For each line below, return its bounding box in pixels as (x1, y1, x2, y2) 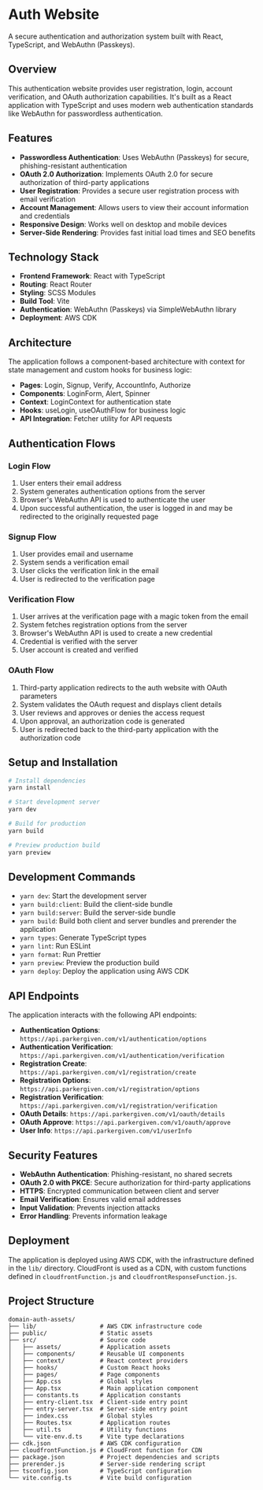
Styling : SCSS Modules (19, 288, 96, 298)
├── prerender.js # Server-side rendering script (8, 1460, 206, 1468)
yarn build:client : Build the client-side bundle (19, 900, 173, 909)
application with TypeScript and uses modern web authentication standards (8, 100, 254, 109)
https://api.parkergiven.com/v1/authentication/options (19, 1035, 207, 1044)
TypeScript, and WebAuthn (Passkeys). (8, 39, 135, 49)
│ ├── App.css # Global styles (8, 1377, 154, 1385)
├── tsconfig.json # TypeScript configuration (8, 1466, 192, 1475)
